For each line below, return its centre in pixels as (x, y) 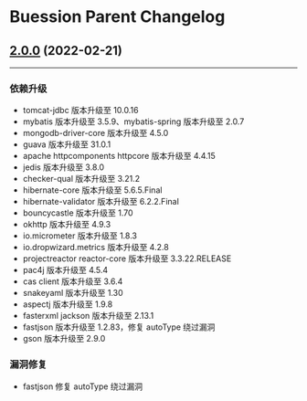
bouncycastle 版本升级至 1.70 (78, 213)
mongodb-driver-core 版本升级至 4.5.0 (95, 133)
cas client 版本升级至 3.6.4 (73, 281)
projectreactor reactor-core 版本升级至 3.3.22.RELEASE (127, 259)
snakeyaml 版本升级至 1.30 (73, 293)
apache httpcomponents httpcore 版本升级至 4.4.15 (119, 156)
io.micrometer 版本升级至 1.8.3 (79, 236)
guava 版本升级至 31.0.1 (67, 144)
